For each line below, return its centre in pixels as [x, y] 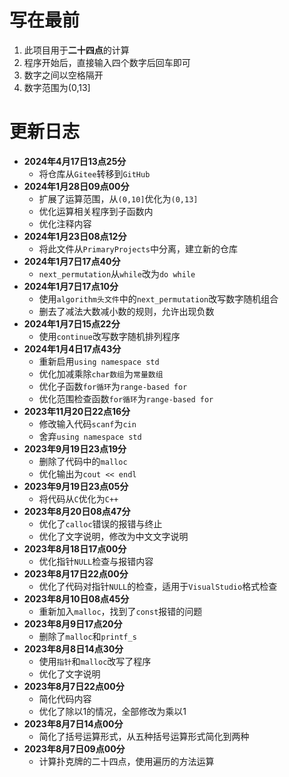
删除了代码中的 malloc [83, 461]
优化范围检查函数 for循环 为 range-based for [126, 398]
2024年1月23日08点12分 [75, 236]
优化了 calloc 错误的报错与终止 [100, 523]
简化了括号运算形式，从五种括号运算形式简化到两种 [144, 736]
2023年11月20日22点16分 [77, 411]
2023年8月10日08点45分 [76, 598]
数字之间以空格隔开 [63, 75]
